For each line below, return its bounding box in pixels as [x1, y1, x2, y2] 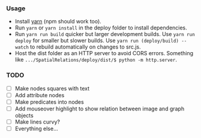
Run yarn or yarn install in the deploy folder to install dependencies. [14, 24, 187, 31]
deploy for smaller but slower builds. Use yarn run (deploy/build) [14, 37, 179, 44]
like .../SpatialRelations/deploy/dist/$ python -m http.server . [14, 56, 177, 64]
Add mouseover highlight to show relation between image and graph [14, 105, 185, 112]
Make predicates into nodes [14, 98, 84, 106]
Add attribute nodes [14, 91, 65, 98]
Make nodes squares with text [14, 85, 90, 92]
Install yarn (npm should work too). [14, 18, 102, 25]
